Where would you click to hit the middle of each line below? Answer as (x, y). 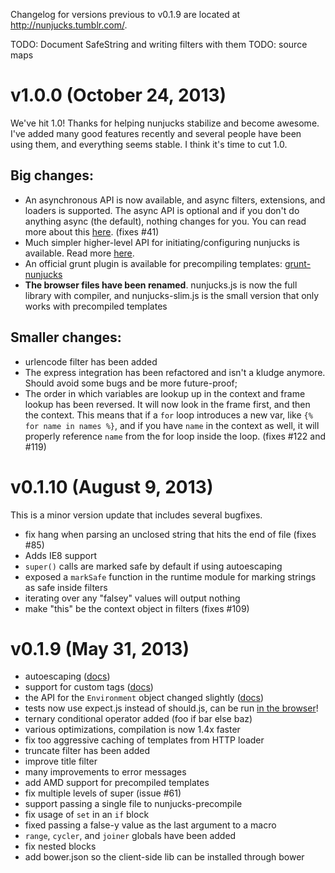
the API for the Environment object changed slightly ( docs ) (144, 698)
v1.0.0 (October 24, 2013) (118, 95)
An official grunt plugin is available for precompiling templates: (153, 263)
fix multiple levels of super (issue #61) (103, 793)
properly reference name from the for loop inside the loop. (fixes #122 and (175, 436)
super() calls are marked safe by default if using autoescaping (153, 566)
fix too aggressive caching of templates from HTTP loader (144, 740)
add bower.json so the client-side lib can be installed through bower (164, 857)
